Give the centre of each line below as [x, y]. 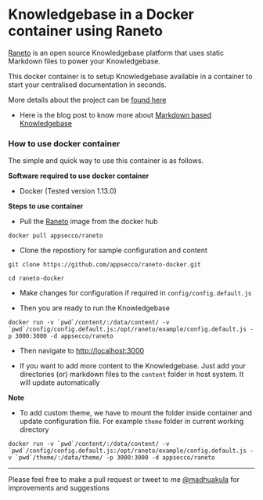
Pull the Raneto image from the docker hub [88, 222]
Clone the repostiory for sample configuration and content [113, 250]
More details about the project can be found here [87, 100]
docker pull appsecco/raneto [56, 236]
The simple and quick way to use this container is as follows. [106, 161]
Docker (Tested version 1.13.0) [68, 191]
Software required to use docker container [79, 176]
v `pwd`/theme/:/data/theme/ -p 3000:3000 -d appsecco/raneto [112, 458]
